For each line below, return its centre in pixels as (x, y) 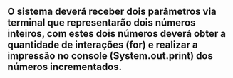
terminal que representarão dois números (102, 23)
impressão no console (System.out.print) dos (110, 56)
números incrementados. (65, 67)
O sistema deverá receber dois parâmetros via (112, 12)
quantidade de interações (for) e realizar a (103, 45)
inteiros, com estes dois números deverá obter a (117, 34)
